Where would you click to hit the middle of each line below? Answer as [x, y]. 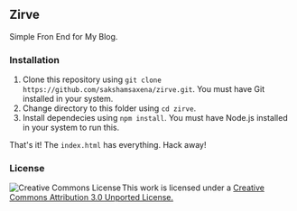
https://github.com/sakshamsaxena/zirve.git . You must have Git [143, 89]
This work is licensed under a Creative [193, 188]
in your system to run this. [71, 128]
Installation [35, 60]
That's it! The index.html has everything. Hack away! [108, 145]
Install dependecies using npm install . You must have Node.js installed [155, 118]
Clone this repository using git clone [92, 79]
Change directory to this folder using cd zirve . [109, 108]
